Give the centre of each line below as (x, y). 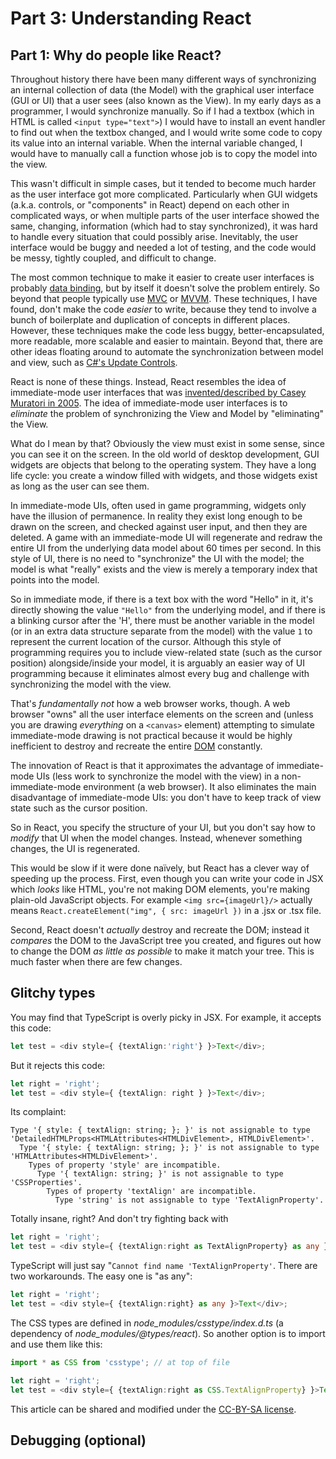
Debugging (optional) (78, 1440)
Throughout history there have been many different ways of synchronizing (163, 79)
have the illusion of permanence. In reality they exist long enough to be (156, 516)
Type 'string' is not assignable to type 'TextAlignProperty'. (189, 1200)
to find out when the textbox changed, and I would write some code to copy (166, 132)
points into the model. (55, 580)
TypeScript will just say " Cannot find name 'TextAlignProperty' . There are (164, 1266)
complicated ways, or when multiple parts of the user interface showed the (165, 215)
